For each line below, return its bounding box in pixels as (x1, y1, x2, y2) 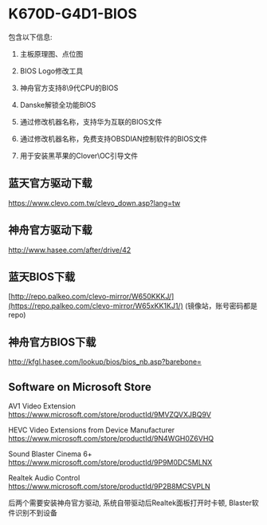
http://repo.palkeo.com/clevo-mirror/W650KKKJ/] (10, 292, 175, 302)
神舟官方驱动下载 (8, 223, 92, 237)
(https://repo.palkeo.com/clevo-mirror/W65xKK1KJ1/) (8, 301, 183, 311)
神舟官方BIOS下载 (8, 335, 96, 349)
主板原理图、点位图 (19, 49, 84, 58)
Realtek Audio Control (8, 473, 80, 483)
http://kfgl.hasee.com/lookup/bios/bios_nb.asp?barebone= (8, 357, 202, 367)
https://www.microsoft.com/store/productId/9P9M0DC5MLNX (8, 458, 213, 467)
